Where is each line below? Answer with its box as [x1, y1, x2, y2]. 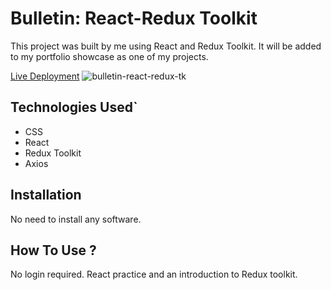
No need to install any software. [10, 213, 142, 225]
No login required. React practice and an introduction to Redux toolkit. [10, 268, 298, 281]
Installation [10, 187, 82, 204]
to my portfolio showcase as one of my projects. [10, 50, 209, 62]
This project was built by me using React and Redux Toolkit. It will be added [10, 40, 322, 52]
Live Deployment [10, 70, 80, 82]
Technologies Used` [10, 99, 138, 116]
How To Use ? [10, 242, 97, 259]
